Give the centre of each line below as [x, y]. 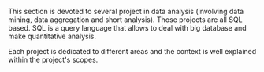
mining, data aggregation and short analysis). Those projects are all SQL [125, 20]
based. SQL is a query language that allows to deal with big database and [127, 28]
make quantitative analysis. [52, 36]
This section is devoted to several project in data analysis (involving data [126, 11]
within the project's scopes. [53, 59]
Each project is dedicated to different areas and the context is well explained [132, 51]
